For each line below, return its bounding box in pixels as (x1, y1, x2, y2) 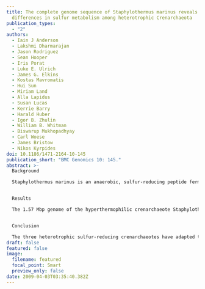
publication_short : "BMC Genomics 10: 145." (6, 156, 121, 163)
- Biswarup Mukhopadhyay (12, 128, 75, 134)
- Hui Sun (12, 83, 37, 89)
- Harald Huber (12, 111, 51, 117)
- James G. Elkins (12, 71, 59, 78)
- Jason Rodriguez (12, 49, 59, 55)
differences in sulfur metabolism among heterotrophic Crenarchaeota (12, 15, 192, 21)
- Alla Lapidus (12, 94, 51, 100)
